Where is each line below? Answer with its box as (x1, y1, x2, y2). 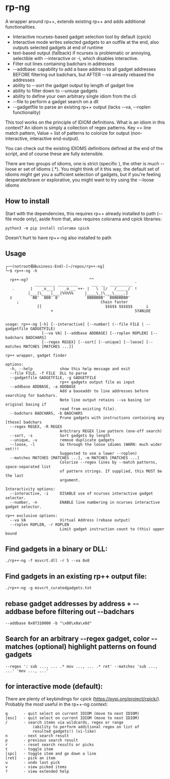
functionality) (12, 109, 41, 116)
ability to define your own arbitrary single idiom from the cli (12, 93, 137, 99)
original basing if (5, 401, 47, 407)
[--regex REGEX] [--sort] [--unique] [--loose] (41, 339, 144, 344)
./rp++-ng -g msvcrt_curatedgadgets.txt (5, 586, 92, 591)
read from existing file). (59, 406, 117, 411)
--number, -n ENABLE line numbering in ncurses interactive (10, 500, 160, 505)
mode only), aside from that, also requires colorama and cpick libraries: (13, 216, 162, 222)
